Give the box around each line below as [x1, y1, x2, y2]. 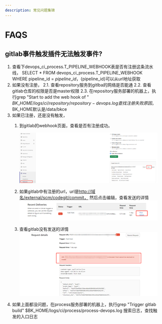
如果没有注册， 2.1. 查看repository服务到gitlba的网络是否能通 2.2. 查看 [12, 82, 151, 87]
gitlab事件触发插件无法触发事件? [5, 50, 103, 58]
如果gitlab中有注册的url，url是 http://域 [19, 188, 96, 194]
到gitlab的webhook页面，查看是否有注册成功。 [19, 122, 113, 128]
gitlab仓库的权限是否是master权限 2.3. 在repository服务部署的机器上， [12, 88, 152, 94]
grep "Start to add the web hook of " [16, 94, 89, 100]
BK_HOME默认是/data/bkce [12, 106, 67, 112]
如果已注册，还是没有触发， [12, 112, 68, 118]
